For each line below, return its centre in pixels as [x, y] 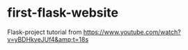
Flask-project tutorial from [45, 32]
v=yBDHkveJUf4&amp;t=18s [48, 39]
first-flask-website [63, 13]
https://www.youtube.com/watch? [132, 32]
